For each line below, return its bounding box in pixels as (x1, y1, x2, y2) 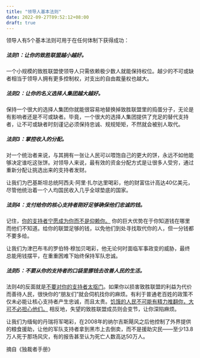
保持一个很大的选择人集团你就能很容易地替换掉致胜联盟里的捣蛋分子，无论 (6, 106, 189, 113)
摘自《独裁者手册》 (6, 346, 54, 353)
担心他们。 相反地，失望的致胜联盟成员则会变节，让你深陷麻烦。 (21, 306, 180, 313)
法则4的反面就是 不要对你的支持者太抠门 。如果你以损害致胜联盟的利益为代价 (6, 283, 192, 290)
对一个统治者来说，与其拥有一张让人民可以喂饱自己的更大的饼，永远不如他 (6, 152, 189, 159)
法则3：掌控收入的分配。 (6, 135, 67, 143)
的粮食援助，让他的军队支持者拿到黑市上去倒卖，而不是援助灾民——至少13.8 (6, 325, 193, 333)
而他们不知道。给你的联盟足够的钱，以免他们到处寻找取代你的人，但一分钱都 (6, 225, 194, 232)
